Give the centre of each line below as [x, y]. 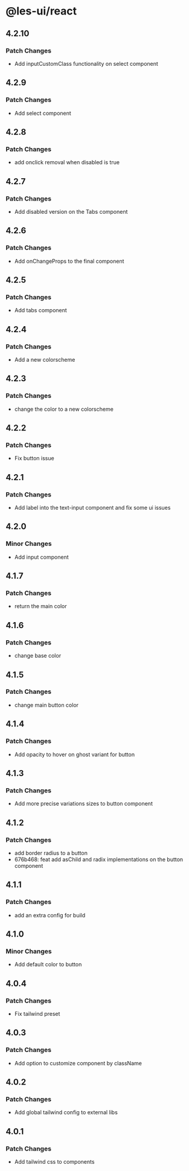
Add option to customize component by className [78, 1063]
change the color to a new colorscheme [64, 409]
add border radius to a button [51, 853]
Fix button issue [34, 458]
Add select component [43, 113]
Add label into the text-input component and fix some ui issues [92, 508]
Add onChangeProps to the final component [69, 261]
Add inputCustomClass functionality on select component [86, 63]
